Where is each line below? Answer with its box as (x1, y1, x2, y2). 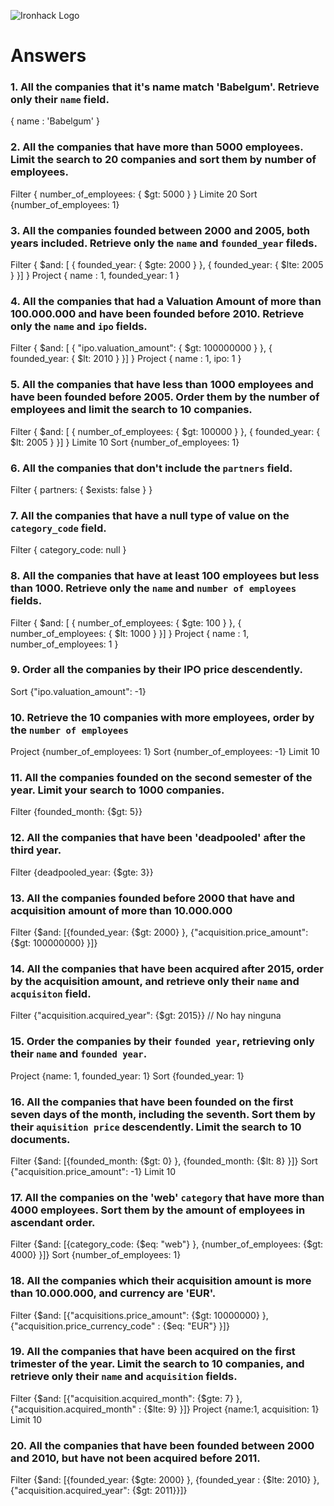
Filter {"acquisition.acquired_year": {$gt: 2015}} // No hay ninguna (10, 1010, 282, 1022)
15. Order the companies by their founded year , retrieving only (10, 1035, 315, 1049)
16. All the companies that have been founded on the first (10, 1095, 294, 1109)
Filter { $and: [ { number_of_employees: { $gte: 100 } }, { (10, 616, 242, 629)
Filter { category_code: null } (10, 544, 127, 556)
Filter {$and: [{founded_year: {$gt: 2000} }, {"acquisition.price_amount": (10, 926, 309, 939)
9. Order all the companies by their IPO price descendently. (10, 663, 303, 677)
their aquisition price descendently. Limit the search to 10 (10, 1120, 302, 1134)
